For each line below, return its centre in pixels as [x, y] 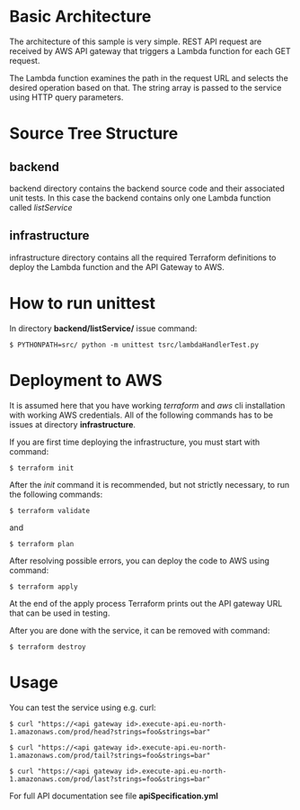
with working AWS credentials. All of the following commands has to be [141, 415]
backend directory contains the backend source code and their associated [147, 188]
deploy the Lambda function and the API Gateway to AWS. [117, 266]
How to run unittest [82, 303]
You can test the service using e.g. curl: [83, 707]
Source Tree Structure [94, 134]
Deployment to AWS [86, 380]
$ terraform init [42, 468]
